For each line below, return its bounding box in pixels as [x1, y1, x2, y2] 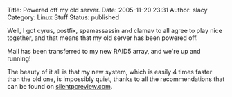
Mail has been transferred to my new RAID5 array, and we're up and [7, 47, 201, 55]
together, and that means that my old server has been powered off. [7, 34, 199, 42]
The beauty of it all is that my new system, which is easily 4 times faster [7, 68, 213, 76]
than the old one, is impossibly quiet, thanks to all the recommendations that [7, 75, 225, 83]
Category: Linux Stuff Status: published [7, 13, 120, 21]
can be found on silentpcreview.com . [7, 83, 113, 90]
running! [7, 54, 31, 63]
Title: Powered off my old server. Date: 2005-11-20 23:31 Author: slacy [7, 6, 208, 14]
